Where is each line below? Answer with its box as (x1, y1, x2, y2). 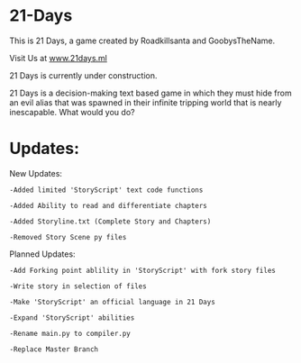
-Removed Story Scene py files (9, 232, 127, 241)
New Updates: (9, 168, 63, 178)
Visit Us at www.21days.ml (9, 52, 108, 63)
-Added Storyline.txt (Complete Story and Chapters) (9, 217, 212, 226)
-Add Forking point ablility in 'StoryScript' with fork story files (9, 266, 277, 275)
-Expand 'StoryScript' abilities (9, 313, 135, 322)
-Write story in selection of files (9, 281, 147, 291)
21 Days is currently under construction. (9, 69, 158, 81)
